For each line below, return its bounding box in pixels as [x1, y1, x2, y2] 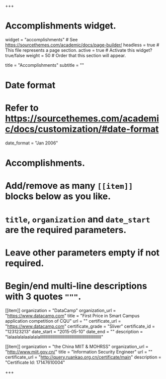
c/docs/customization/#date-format [5, 124, 159, 135]
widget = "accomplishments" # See [5, 36, 78, 42]
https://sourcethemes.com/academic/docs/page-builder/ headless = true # [5, 42, 160, 48]
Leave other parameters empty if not [5, 247, 160, 258]
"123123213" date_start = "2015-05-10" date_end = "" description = [5, 328, 143, 334]
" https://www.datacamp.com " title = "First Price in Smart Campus [5, 312, 140, 319]
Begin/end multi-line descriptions [5, 280, 148, 291]
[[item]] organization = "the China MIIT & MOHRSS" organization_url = [5, 343, 149, 349]
